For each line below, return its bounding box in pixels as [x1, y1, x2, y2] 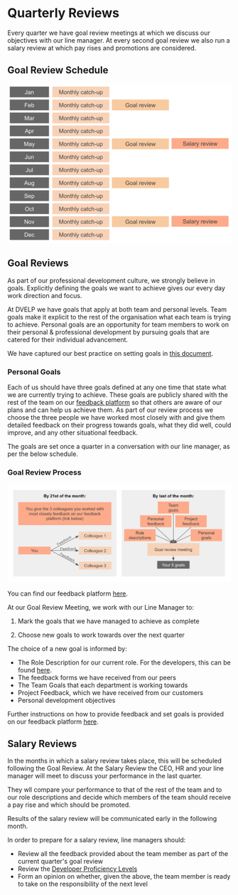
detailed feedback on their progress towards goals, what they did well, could [7, 421, 232, 430]
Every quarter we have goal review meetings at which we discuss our [7, 28, 211, 37]
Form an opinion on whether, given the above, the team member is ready [17, 872, 231, 881]
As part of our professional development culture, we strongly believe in [7, 276, 215, 285]
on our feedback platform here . [7, 717, 99, 726]
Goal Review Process [7, 467, 82, 477]
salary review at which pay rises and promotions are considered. [7, 43, 197, 52]
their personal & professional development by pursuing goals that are [7, 327, 210, 336]
